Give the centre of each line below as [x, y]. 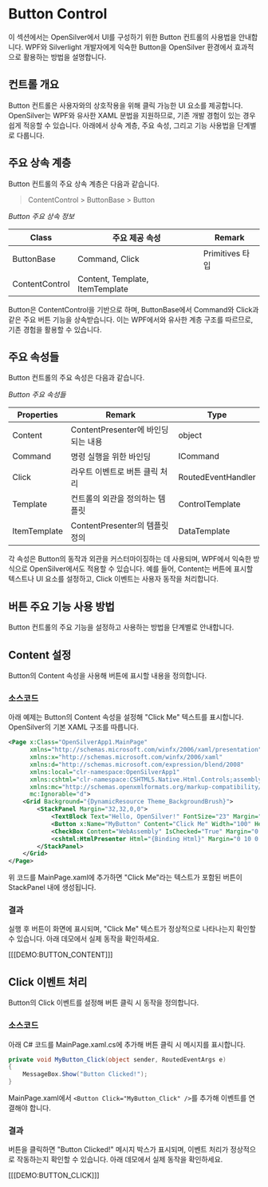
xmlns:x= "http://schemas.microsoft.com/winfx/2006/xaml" [126, 757]
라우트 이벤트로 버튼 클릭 [114, 472]
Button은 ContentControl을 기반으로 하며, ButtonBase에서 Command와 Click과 [134, 309]
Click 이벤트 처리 [48, 982]
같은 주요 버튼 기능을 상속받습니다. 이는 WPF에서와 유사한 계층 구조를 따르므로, [131, 320]
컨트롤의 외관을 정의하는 [113, 498]
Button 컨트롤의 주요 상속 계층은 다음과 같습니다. [84, 184]
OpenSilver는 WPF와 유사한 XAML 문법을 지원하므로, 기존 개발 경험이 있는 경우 [132, 115]
